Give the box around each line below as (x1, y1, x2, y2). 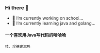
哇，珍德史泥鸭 (5, 44, 31, 49)
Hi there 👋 (5, 4, 29, 11)
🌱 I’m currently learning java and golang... (12, 20, 96, 26)
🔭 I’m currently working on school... (12, 15, 83, 21)
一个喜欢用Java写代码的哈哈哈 (5, 32, 67, 38)
